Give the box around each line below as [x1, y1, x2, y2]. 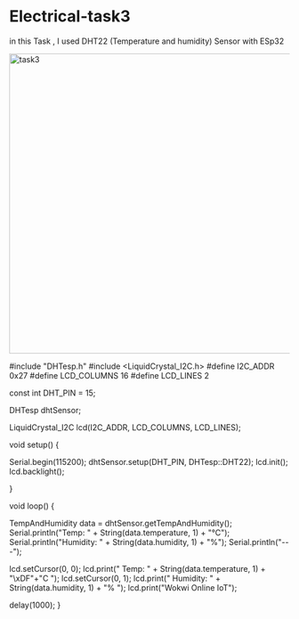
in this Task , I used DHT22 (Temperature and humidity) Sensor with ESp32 [9, 36, 285, 46]
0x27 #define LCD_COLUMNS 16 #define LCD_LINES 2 [9, 370, 210, 380]
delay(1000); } [9, 599, 61, 610]
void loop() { [9, 501, 55, 511]
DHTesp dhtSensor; [9, 404, 82, 415]
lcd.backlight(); [9, 466, 65, 476]
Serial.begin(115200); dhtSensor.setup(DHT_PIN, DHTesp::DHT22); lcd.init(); [9, 456, 289, 467]
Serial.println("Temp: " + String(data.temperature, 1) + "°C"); [9, 527, 230, 538]
